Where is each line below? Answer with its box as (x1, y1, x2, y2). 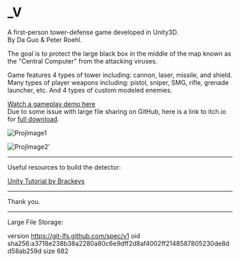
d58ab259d (7, 247, 42, 255)
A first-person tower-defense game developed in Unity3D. (7, 28, 179, 36)
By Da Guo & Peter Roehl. (7, 35, 82, 43)
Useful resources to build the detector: (7, 163, 121, 171)
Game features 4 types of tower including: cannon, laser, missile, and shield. (7, 71, 233, 79)
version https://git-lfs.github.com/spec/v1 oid (7, 231, 141, 240)
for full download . (7, 115, 59, 123)
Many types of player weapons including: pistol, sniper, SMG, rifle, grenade (7, 78, 229, 86)
